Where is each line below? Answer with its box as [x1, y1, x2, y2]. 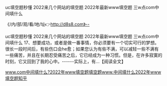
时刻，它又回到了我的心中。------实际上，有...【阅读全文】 [5, 58, 126, 64]
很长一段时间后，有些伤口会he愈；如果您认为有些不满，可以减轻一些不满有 [5, 46, 159, 51]
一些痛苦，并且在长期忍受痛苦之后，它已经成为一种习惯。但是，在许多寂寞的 [5, 52, 163, 58]
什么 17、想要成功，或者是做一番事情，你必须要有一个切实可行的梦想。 [13, 39, 160, 45]
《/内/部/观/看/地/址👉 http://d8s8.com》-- [5, 21, 90, 27]
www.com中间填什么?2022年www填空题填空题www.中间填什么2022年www [5, 69, 162, 75]
